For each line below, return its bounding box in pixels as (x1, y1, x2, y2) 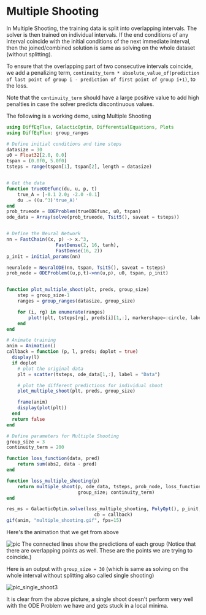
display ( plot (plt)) (17, 405, 67, 411)
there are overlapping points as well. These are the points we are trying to (6, 547, 193, 554)
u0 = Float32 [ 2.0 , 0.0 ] (6, 152, 67, 159)
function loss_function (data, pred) (6, 455, 100, 462)
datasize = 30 (6, 146, 43, 153)
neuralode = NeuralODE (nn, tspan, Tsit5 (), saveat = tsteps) (6, 265, 166, 271)
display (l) (12, 354, 40, 361)
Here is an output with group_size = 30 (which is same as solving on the (6, 565, 189, 573)
